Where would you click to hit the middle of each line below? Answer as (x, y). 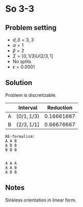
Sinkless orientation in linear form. (41, 200)
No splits (22, 61)
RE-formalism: (20, 136)
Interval (28, 107)
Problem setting (31, 28)
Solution (19, 83)
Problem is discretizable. (31, 95)
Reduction (60, 107)
